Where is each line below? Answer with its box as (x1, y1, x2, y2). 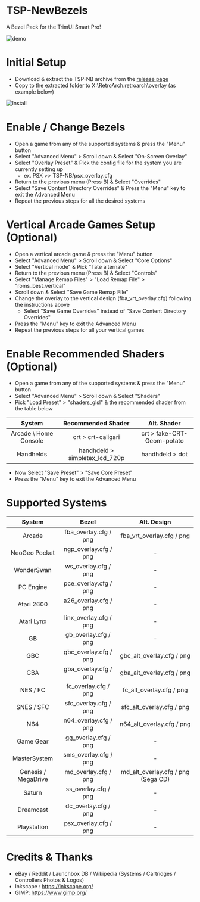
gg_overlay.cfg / (65, 733, 111, 742)
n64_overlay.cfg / (63, 716, 113, 724)
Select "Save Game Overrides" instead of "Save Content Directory (23, 307, 186, 315)
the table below (14, 405, 54, 412)
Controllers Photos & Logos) (14, 876, 85, 884)
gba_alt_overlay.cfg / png (120, 668, 190, 677)
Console (20, 436, 44, 444)
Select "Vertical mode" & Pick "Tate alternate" (14, 263, 128, 270)
